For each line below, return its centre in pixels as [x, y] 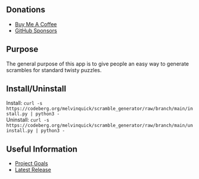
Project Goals [31, 163]
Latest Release [33, 170]
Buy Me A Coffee [36, 24]
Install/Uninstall [36, 89]
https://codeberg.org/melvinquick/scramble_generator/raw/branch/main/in [100, 109]
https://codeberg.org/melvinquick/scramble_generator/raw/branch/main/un [100, 126]
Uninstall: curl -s [28, 120]
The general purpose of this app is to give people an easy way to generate [98, 64]
